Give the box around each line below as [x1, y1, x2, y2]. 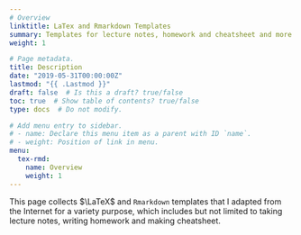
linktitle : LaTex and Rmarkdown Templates [9, 22, 171, 31]
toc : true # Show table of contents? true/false [9, 96, 200, 105]
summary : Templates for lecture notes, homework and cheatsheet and [9, 30, 272, 39]
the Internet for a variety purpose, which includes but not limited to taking [9, 205, 283, 216]
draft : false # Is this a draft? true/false [9, 87, 183, 97]
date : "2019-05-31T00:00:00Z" [9, 71, 123, 81]
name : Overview [25, 163, 83, 172]
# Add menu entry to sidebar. [9, 121, 123, 131]
